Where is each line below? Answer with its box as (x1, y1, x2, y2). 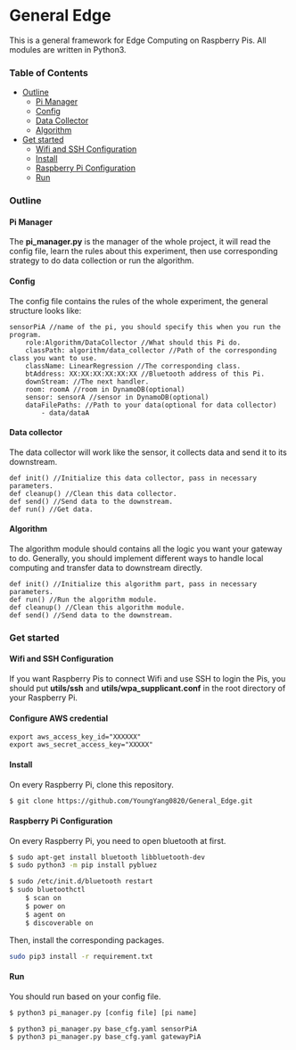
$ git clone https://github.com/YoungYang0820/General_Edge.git (9, 796, 253, 806)
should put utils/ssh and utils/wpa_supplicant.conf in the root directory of (9, 683, 286, 694)
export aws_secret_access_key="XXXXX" (9, 740, 153, 749)
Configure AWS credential (9, 713, 109, 723)
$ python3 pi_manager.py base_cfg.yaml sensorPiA (9, 1024, 198, 1033)
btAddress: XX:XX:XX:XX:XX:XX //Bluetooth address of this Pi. (25, 369, 266, 378)
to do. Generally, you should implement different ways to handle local (9, 552, 264, 563)
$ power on (25, 902, 66, 911)
